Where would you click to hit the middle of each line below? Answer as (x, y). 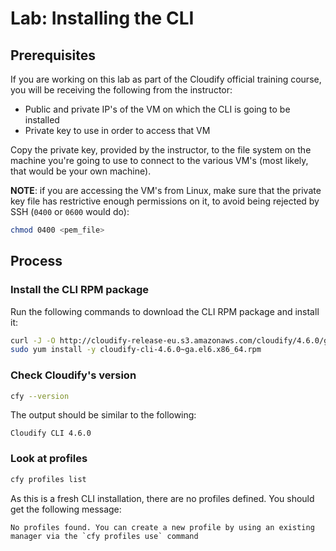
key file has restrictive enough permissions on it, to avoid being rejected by (165, 201)
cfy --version (40, 396)
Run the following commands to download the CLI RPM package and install (165, 311)
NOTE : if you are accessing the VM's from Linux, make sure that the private (166, 190)
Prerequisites (53, 55)
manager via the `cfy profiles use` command (104, 536)
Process (36, 261)
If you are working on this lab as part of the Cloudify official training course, (166, 79)
